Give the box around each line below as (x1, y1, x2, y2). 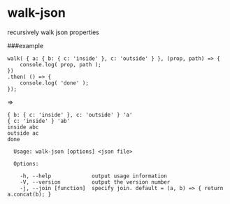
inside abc (7, 124, 39, 131)
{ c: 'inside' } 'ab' (7, 117, 71, 124)
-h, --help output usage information (20, 173, 168, 180)
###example (7, 41, 44, 50)
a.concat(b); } (7, 191, 52, 198)
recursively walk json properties (7, 28, 100, 36)
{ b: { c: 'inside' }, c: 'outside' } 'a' (7, 111, 133, 118)
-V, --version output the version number (20, 178, 171, 186)
